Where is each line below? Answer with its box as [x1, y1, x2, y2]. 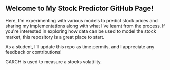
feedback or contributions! [5, 49, 62, 55]
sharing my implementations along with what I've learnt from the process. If [5, 23, 165, 29]
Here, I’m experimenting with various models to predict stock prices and [5, 17, 158, 23]
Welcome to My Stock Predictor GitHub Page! [5, 4, 154, 13]
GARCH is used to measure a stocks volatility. [5, 58, 102, 65]
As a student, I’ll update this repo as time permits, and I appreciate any [5, 43, 155, 50]
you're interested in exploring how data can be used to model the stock [5, 28, 156, 34]
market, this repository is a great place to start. [5, 33, 104, 40]
